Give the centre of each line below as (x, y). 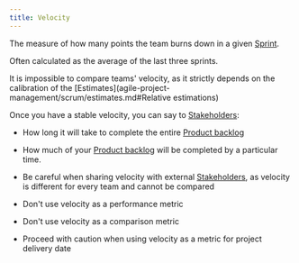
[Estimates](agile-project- (122, 87)
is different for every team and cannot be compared (118, 186)
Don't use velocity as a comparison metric (101, 221)
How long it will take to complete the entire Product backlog (133, 132)
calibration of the (41, 87)
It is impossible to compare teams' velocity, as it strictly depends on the (142, 78)
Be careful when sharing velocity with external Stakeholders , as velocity (156, 177)
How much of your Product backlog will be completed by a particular (150, 150)
